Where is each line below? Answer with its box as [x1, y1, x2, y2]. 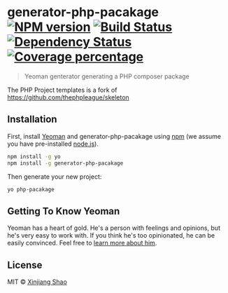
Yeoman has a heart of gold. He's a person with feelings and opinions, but [7, 224, 220, 232]
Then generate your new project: [7, 172, 102, 181]
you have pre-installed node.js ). [7, 139, 99, 148]
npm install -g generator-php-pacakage [7, 159, 124, 167]
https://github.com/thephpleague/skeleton [7, 93, 129, 102]
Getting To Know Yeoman [7, 205, 120, 217]
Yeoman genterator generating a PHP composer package [24, 71, 190, 81]
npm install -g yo [7, 153, 61, 160]
